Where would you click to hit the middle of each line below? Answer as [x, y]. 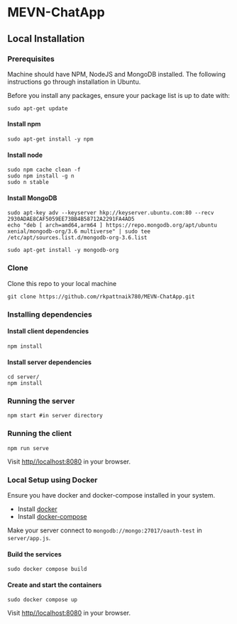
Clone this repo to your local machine [62, 283]
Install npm [24, 124]
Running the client [40, 434]
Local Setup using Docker [53, 480]
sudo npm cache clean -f [44, 170]
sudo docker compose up [43, 600]
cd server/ [23, 377]
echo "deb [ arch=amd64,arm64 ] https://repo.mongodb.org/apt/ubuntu [112, 225]
